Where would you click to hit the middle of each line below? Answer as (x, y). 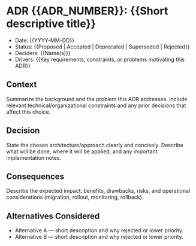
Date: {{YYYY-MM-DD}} (45, 40)
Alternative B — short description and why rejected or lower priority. (99, 237)
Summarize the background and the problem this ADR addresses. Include (97, 99)
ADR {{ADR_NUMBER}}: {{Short (87, 11)
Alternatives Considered (53, 216)
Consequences (35, 176)
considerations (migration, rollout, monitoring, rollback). (75, 197)
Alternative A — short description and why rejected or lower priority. (99, 230)
